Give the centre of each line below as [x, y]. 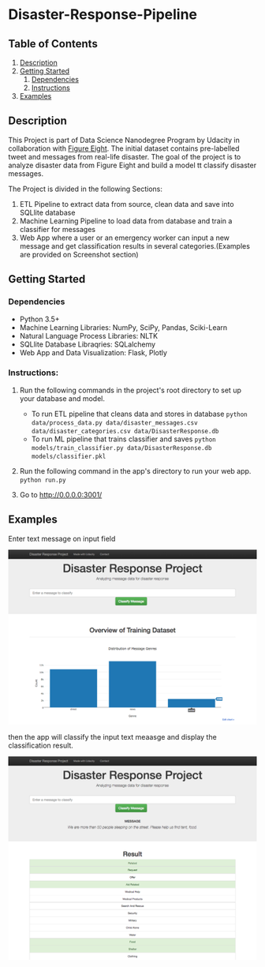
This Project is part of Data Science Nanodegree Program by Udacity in [124, 140]
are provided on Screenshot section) [79, 254]
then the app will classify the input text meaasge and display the [112, 737]
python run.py [43, 480]
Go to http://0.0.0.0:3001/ [61, 494]
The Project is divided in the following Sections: [86, 189]
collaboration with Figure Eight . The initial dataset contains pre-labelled [124, 148]
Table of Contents [53, 44]
